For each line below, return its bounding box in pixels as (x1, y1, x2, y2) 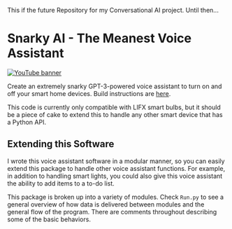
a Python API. (7, 118, 47, 126)
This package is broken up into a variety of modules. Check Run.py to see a (7, 193, 224, 201)
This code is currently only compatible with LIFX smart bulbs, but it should (7, 103, 222, 111)
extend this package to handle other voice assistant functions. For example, (7, 164, 226, 172)
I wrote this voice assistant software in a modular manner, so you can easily (7, 157, 225, 165)
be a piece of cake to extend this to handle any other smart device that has (7, 110, 223, 118)
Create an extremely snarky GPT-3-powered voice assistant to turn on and (7, 82, 222, 90)
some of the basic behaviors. (7, 215, 91, 223)
